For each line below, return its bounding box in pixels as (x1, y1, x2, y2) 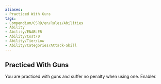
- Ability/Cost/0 (5, 34, 40, 39)
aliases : (5, 7, 23, 12)
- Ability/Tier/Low (5, 39, 45, 43)
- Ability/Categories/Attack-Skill (5, 43, 77, 48)
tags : (5, 16, 16, 21)
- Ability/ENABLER (5, 29, 42, 34)
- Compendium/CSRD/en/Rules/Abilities (5, 20, 83, 26)
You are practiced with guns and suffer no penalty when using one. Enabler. (5, 73, 157, 80)
